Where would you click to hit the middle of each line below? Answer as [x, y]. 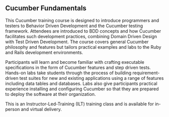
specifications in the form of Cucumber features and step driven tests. [78, 67]
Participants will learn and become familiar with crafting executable [75, 62]
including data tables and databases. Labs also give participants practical [81, 83]
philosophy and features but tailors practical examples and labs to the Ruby [83, 47]
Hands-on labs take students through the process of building [68, 73]
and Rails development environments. [44, 52]
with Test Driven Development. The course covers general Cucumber [77, 42]
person [13, 109]
